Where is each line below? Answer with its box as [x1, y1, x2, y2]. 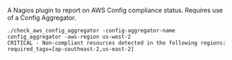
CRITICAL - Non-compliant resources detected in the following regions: [7, 40, 226, 47]
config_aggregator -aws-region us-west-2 [7, 33, 132, 40]
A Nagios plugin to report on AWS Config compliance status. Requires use [7, 6, 224, 14]
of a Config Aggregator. [7, 13, 76, 22]
